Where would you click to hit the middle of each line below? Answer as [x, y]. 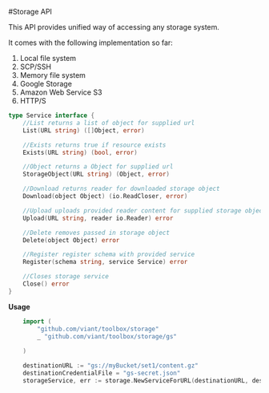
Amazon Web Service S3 [61, 92]
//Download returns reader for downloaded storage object [121, 189]
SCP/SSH [36, 67]
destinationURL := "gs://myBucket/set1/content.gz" [110, 366]
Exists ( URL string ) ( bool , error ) [80, 152]
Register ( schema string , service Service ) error [105, 262]
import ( [37, 321]
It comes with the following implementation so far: [91, 43]
